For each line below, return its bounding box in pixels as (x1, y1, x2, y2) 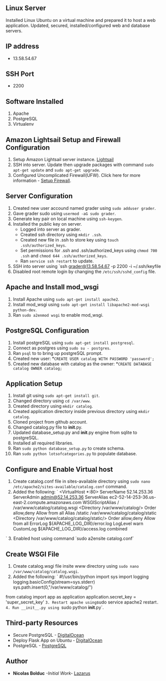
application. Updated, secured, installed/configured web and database (5, 22, 151, 28)
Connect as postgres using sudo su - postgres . (12, 345, 111, 351)
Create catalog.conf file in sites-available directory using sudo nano (12, 478, 151, 484)
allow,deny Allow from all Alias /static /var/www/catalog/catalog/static (12, 510, 157, 516)
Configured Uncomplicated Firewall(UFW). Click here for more (12, 172, 141, 178)
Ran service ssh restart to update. (20, 258, 94, 264)
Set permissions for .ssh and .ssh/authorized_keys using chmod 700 (20, 247, 158, 253)
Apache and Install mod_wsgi (5, 283, 99, 291)
